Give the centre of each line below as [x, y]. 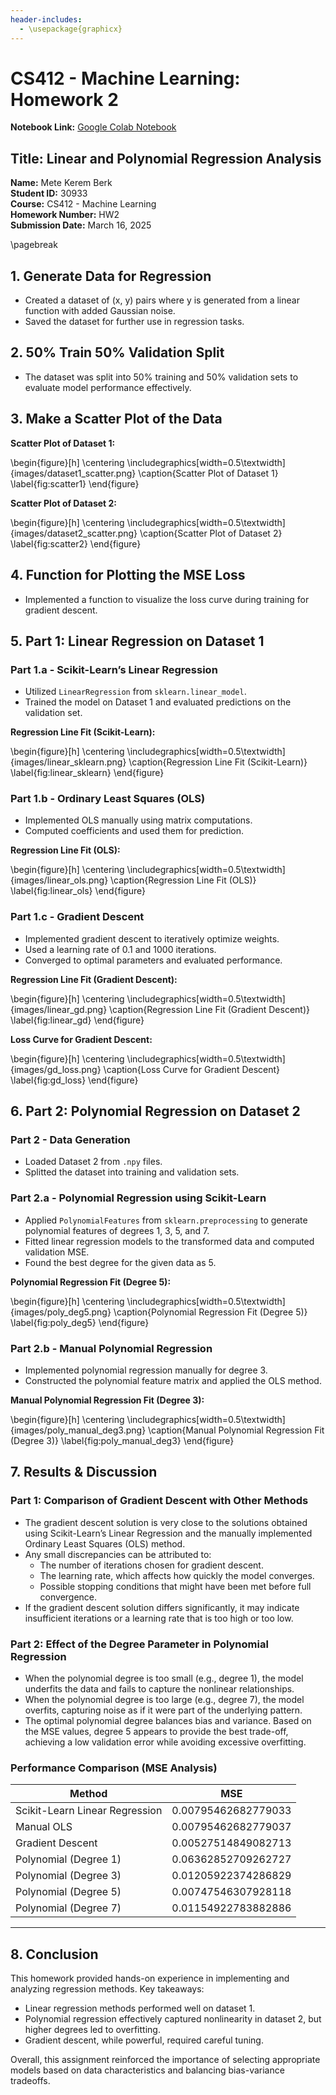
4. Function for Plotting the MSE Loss [128, 575]
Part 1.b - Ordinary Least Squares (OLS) [108, 799]
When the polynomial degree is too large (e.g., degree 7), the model [164, 1700]
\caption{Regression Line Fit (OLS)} [183, 880]
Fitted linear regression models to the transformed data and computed [169, 1241]
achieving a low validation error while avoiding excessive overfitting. [165, 1742]
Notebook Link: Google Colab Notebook [93, 127]
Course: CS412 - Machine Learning [83, 204]
